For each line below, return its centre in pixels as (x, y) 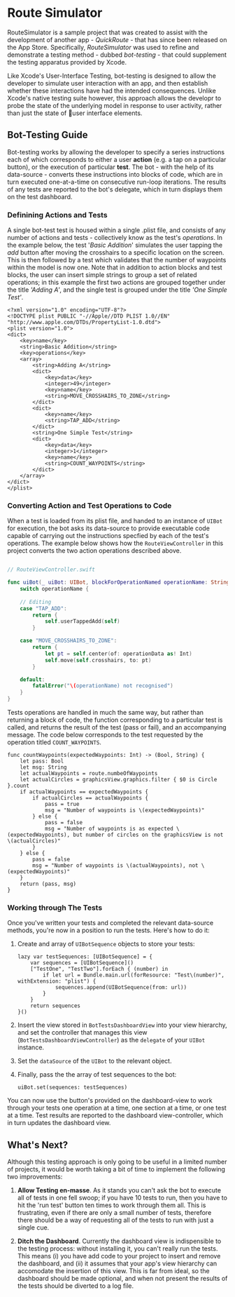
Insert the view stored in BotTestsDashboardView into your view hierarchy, (122, 1025)
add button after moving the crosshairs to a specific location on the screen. (116, 253)
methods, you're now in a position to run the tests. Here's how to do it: (108, 930)
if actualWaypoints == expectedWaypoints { (84, 792)
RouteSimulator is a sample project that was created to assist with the (108, 32)
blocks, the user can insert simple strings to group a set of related (102, 275)
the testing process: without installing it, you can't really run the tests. (117, 1249)
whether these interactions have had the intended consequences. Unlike (112, 90)
